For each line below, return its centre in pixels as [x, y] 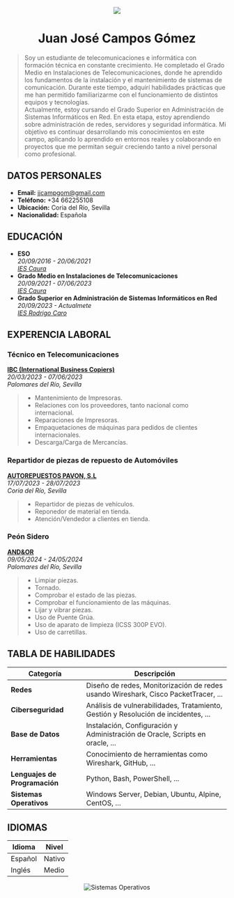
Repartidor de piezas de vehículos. [84, 504]
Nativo [54, 859]
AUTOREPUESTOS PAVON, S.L [52, 475]
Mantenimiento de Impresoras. [79, 398]
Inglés [21, 870]
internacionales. [58, 435]
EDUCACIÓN [35, 237]
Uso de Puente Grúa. [65, 617]
